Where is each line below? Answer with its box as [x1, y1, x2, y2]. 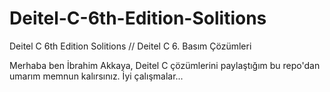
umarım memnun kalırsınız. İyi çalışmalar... [9, 70, 184, 82]
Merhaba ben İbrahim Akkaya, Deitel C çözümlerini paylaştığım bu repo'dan [9, 59, 321, 71]
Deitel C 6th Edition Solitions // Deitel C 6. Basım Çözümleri [9, 40, 252, 52]
